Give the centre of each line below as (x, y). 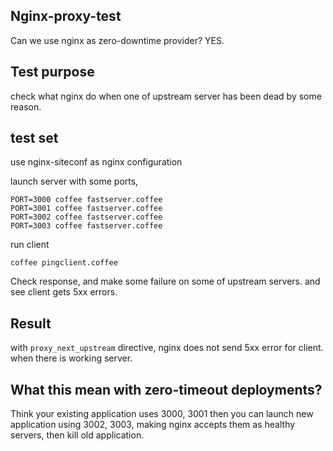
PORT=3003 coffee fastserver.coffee (86, 226)
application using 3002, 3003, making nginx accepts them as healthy (153, 425)
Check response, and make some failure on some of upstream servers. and (165, 281)
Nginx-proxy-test (66, 16)
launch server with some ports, (74, 181)
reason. (26, 106)
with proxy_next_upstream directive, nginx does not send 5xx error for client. (167, 348)
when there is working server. (71, 358)
